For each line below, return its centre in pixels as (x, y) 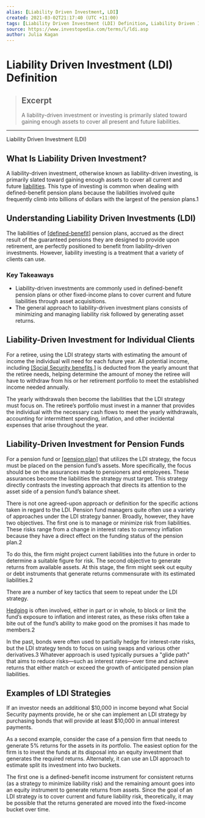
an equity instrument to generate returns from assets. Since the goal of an (99, 790)
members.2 (21, 630)
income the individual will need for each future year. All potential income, (98, 361)
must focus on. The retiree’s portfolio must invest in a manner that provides (101, 405)
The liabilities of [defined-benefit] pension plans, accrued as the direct (95, 233)
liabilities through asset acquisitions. (61, 301)
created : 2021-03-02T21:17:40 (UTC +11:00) (63, 18)
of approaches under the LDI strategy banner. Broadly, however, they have (100, 516)
